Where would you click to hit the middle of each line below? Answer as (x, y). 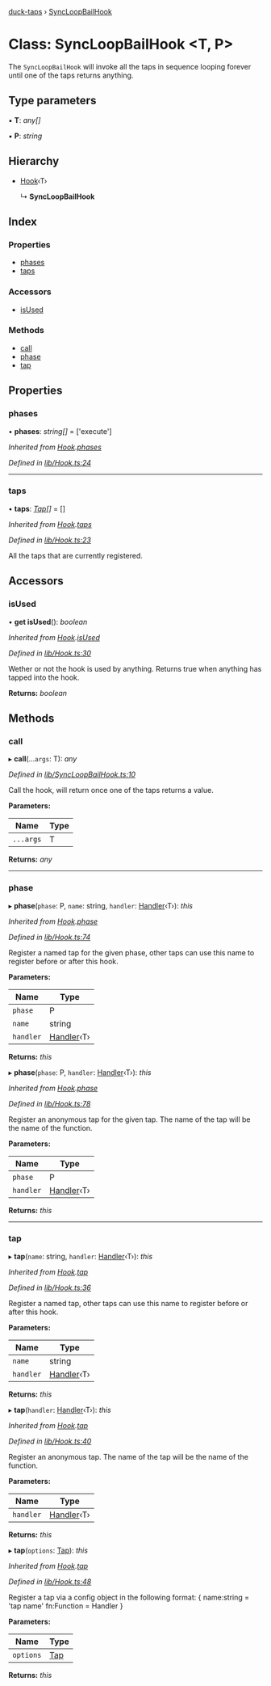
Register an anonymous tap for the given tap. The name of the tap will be (129, 1119)
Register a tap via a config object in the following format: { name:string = (129, 1597)
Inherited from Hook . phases (55, 447)
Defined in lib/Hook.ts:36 (50, 1288)
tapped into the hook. (44, 677)
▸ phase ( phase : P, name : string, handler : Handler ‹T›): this (101, 905)
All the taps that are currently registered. (76, 555)
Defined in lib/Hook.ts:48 (50, 1581)
